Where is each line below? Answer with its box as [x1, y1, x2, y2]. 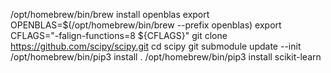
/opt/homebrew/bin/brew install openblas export [10, 9, 210, 20]
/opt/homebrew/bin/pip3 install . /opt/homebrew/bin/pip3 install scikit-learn [10, 51, 322, 63]
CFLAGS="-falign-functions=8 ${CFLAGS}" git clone [10, 30, 228, 41]
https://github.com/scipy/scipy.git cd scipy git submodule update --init [10, 40, 302, 52]
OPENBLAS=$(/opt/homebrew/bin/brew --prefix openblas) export [10, 19, 282, 31]
